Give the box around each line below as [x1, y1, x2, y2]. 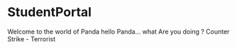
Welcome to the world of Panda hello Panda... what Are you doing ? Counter [7, 27, 230, 36]
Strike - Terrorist [7, 34, 56, 43]
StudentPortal [7, 4, 92, 20]
